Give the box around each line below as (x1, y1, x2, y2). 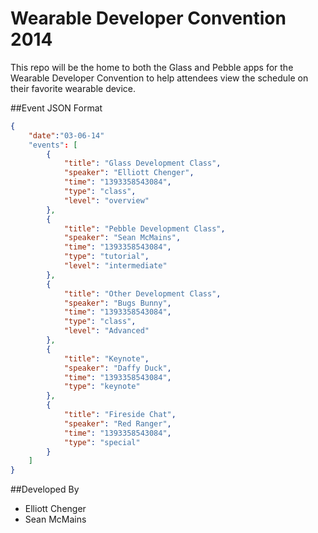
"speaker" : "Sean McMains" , (63, 233, 182, 243)
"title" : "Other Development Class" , (63, 288, 222, 299)
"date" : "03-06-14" (28, 130, 105, 141)
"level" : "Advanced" (63, 326, 150, 336)
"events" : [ (28, 140, 78, 150)
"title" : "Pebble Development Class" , (63, 223, 226, 234)
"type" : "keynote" (63, 382, 141, 392)
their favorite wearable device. (10, 82, 137, 94)
